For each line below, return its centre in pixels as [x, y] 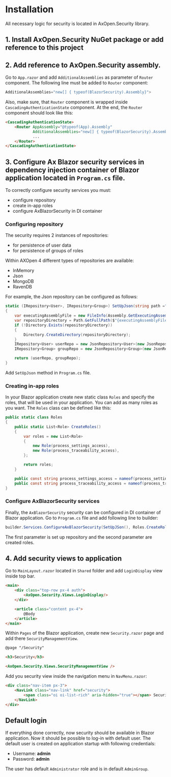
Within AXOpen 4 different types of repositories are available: [70, 261]
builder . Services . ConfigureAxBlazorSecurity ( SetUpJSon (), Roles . [76, 527]
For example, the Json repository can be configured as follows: [72, 297]
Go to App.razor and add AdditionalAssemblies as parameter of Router [79, 77]
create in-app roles [33, 206]
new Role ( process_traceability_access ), [76, 451]
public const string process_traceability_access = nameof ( [79, 483]
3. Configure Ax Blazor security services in [75, 162]
